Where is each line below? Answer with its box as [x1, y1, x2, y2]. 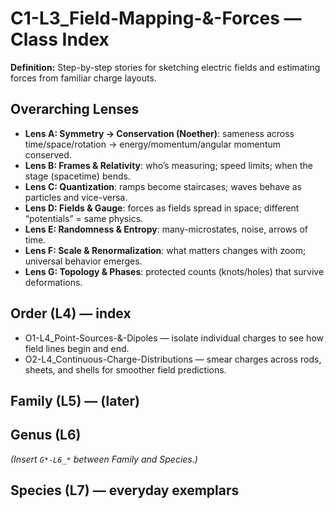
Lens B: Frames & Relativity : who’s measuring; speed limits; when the [24, 159, 313, 171]
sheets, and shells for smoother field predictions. [24, 363, 227, 376]
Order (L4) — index [10, 305, 132, 322]
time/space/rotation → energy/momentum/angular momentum [24, 138, 282, 150]
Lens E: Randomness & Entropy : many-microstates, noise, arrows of [24, 223, 308, 235]
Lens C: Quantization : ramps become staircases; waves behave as [24, 180, 302, 192]
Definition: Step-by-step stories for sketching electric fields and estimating [10, 61, 321, 73]
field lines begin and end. [24, 342, 130, 354]
